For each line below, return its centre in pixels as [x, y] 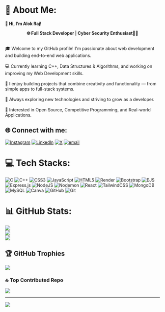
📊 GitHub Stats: [39, 211]
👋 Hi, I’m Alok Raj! [23, 24]
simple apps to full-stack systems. [40, 89]
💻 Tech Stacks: [38, 163]
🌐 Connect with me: [36, 130]
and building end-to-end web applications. [48, 55]
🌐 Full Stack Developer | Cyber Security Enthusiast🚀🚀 [82, 33]
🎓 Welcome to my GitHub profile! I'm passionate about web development [80, 48]
